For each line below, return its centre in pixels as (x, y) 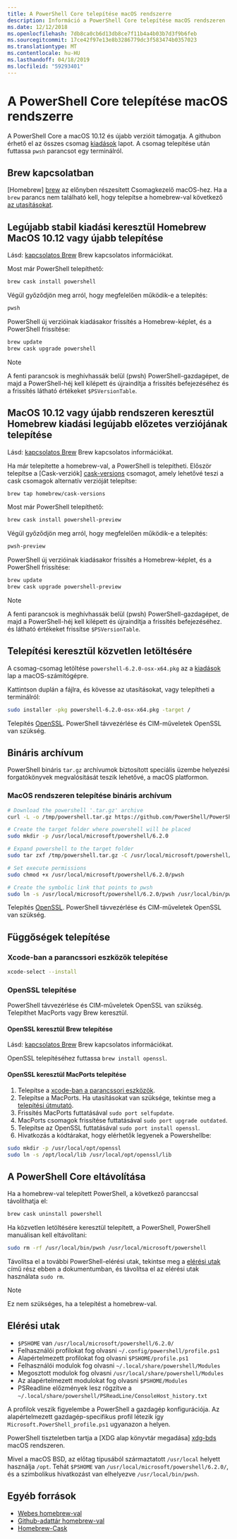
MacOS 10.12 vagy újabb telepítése (85, 238)
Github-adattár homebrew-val (61, 1521)
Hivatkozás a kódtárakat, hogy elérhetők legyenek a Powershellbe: (114, 1135)
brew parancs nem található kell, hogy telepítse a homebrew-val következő (115, 198)
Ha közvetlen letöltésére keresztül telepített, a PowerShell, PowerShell (109, 1228)
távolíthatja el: (28, 1201)
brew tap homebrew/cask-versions (56, 494)
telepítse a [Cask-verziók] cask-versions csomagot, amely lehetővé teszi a (116, 473)
